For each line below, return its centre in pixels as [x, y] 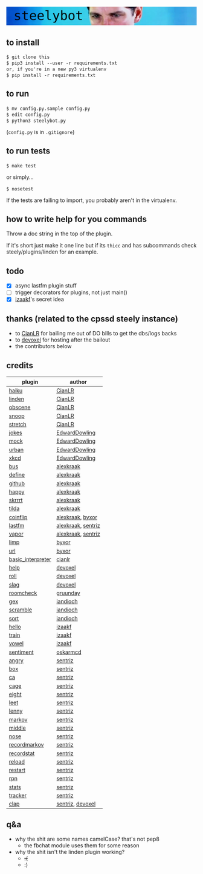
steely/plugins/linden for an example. [52, 252]
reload [17, 761]
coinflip [18, 517]
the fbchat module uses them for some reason [82, 845]
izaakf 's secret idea [40, 299]
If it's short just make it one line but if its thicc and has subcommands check [101, 246]
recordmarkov [26, 745]
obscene [20, 408]
